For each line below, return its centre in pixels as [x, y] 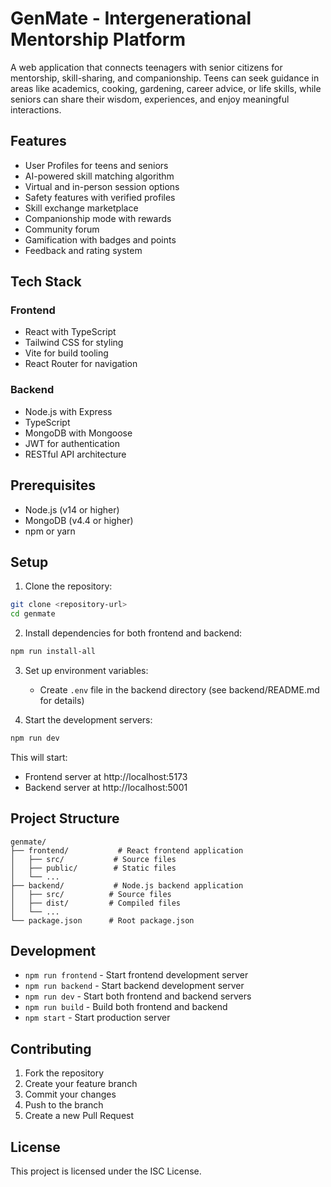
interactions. [36, 109]
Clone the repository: [68, 586]
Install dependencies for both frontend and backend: [133, 633]
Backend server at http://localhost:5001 [106, 787]
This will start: [39, 757]
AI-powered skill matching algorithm [99, 176]
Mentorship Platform [98, 39]
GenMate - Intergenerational [131, 18]
